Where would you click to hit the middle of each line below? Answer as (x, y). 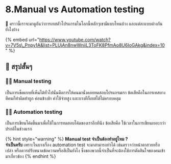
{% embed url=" (22, 39)
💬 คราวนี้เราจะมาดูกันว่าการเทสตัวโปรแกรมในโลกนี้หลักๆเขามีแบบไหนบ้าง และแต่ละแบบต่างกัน (84, 24)
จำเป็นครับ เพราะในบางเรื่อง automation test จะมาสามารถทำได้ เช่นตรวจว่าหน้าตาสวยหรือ (83, 145)
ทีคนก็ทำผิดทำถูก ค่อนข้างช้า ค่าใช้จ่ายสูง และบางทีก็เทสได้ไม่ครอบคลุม (63, 98)
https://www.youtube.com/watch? (75, 39)
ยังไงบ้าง (12, 29)
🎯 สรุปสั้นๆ (19, 67)
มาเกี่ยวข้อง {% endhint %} (31, 156)
